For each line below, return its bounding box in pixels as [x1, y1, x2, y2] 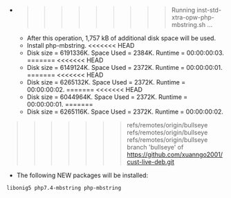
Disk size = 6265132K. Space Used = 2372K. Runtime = [26, 78, 186, 86]
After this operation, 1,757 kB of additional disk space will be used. [26, 34, 216, 42]
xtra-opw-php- [171, 13, 215, 21]
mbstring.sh [171, 21, 206, 28]
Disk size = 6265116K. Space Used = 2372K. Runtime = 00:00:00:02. [26, 107, 224, 116]
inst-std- [196, 6, 222, 14]
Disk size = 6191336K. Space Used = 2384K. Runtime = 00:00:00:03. [26, 48, 224, 57]
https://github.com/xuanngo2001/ [127, 150, 223, 159]
